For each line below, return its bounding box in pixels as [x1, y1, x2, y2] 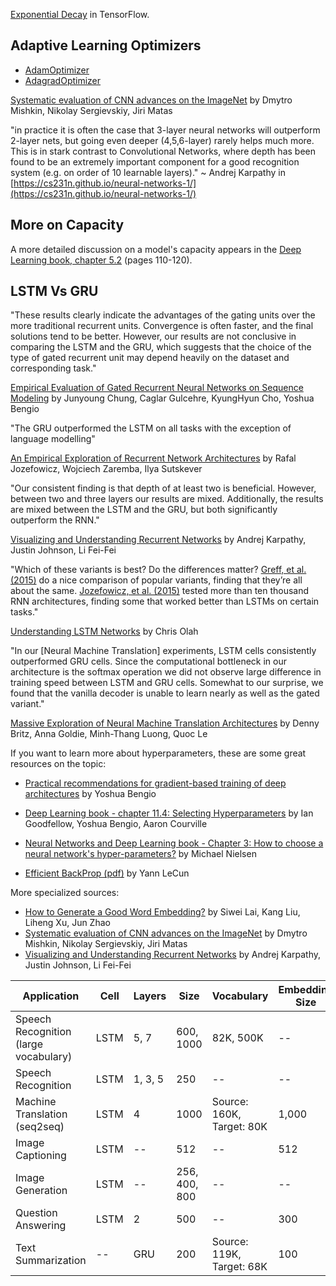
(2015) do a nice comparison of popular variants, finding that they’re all [10, 574, 303, 586]
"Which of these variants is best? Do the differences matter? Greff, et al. [10, 564, 307, 576]
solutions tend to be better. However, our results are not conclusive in [10, 330, 297, 343]
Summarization [15, 1254, 87, 1268]
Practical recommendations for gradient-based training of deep [24, 777, 287, 789]
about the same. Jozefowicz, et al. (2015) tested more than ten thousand [10, 585, 310, 597]
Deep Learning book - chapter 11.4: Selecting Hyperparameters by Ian [24, 807, 314, 819]
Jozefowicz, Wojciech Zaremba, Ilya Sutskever [10, 463, 203, 475]
